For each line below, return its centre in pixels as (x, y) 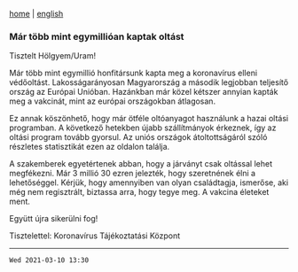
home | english (36, 14)
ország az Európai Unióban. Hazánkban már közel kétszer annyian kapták (144, 92)
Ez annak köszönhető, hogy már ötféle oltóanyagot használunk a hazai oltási (149, 119)
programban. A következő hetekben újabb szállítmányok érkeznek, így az (143, 128)
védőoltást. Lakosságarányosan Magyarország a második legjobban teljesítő (149, 82)
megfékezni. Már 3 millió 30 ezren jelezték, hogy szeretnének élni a (132, 174)
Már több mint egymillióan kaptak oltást (97, 36)
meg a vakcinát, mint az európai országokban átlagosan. (112, 101)
